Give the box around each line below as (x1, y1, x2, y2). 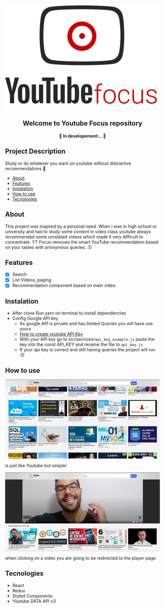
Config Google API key (12, 315, 58, 321)
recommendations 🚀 (5, 165, 46, 171)
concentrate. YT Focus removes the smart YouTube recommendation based (5, 239, 159, 245)
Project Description (5, 147, 66, 155)
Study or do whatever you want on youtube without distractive (5, 160, 132, 166)
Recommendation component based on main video (12, 282, 116, 288)
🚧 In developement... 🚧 (58, 133, 107, 139)
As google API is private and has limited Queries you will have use (19, 321, 153, 327)
